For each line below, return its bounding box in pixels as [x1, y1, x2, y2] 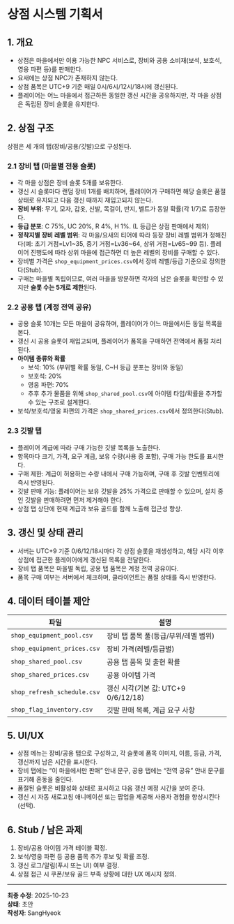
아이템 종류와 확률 [17, 354, 66, 363]
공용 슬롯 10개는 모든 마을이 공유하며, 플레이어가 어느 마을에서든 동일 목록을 [17, 319, 223, 328]
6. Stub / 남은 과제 [7, 823, 83, 835]
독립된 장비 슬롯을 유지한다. [24, 100, 100, 108]
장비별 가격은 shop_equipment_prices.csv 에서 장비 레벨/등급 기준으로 [17, 257, 208, 265]
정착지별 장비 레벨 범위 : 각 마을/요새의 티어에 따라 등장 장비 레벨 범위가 [17, 231, 208, 240]
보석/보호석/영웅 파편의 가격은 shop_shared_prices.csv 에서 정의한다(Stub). [17, 406, 224, 416]
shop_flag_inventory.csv [10, 706, 93, 714]
